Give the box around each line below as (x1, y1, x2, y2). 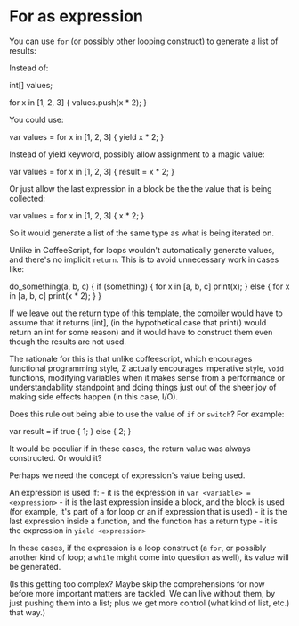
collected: (9, 193, 46, 203)
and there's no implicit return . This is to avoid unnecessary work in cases (9, 254, 279, 265)
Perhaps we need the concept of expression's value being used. (9, 470, 246, 481)
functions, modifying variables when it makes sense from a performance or (9, 372, 286, 383)
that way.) (9, 606, 46, 617)
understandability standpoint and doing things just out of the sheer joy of (9, 382, 278, 392)
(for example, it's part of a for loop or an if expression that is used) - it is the (9, 506, 287, 516)
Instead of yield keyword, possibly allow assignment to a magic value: (9, 149, 265, 160)
